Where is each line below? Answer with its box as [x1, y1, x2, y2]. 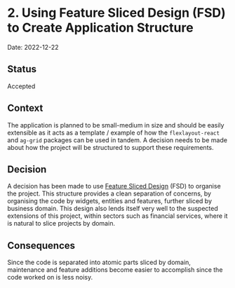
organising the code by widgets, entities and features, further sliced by [7, 197, 213, 205]
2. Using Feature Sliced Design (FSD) [7, 5, 226, 21]
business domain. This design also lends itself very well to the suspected [7, 205, 219, 213]
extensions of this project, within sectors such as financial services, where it [7, 212, 228, 220]
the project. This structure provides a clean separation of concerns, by [7, 189, 212, 198]
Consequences [7, 240, 76, 252]
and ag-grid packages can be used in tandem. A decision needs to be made [7, 135, 228, 144]
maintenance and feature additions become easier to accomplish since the [7, 266, 223, 274]
